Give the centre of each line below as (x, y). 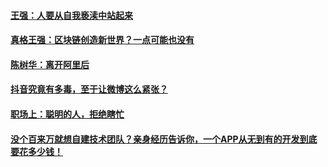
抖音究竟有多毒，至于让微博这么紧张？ (89, 89)
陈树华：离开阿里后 (50, 64)
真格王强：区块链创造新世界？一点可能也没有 (102, 40)
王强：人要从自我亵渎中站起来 (71, 15)
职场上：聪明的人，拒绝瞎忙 (67, 114)
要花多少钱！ (36, 151)
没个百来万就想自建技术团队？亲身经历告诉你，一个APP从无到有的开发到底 (164, 139)
